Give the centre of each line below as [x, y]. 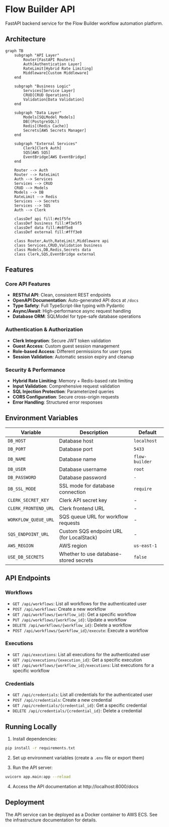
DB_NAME [17, 459]
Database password [83, 477]
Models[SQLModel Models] [49, 117]
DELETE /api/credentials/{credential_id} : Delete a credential [77, 711]
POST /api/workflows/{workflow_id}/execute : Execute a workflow [80, 630]
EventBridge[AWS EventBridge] [55, 157]
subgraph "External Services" [46, 143]
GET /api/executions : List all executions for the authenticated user [81, 654]
